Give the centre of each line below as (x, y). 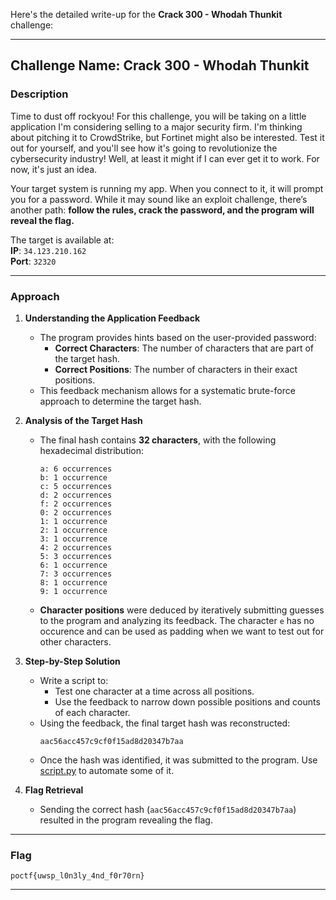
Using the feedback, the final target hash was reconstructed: (165, 723)
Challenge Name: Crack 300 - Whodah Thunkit (160, 65)
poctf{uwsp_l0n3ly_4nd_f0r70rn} (77, 876)
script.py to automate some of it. (107, 770)
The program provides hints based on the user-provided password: (178, 337)
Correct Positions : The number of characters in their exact (176, 369)
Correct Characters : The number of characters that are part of (184, 348)
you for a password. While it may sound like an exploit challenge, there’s (159, 199)
